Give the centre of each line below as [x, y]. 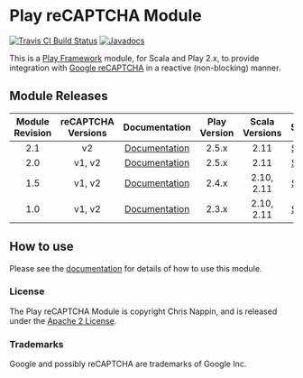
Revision [33, 133]
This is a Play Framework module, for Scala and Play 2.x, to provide [134, 58]
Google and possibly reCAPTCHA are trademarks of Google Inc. [128, 364]
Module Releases [59, 96]
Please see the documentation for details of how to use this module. [136, 268]
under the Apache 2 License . [63, 320]
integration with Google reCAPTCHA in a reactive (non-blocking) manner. [145, 68]
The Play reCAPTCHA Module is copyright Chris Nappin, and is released [143, 311]
